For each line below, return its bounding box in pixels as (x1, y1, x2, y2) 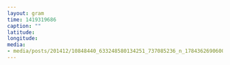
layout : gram (7, 9, 44, 17)
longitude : (7, 35, 38, 42)
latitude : (7, 28, 36, 36)
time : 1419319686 (7, 16, 57, 23)
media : (7, 41, 26, 48)
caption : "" (7, 22, 41, 29)
